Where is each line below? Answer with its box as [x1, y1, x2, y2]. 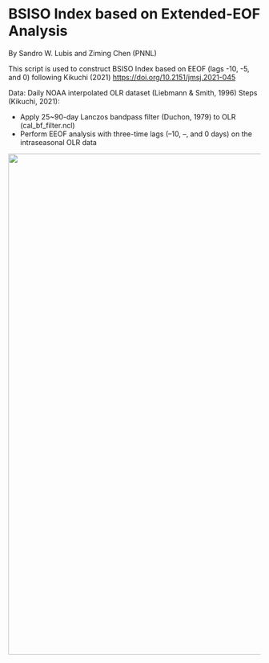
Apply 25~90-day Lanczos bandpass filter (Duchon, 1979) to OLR [19, 111, 236, 121]
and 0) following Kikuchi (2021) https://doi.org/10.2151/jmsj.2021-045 [8, 72, 236, 82]
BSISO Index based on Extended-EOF [8, 5, 261, 23]
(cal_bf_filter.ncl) [19, 120, 75, 130]
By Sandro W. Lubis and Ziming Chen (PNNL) [8, 48, 158, 58]
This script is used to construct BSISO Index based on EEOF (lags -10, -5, [8, 63, 250, 73]
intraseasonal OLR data [19, 137, 98, 147]
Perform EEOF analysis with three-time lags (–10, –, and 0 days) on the [19, 129, 252, 139]
